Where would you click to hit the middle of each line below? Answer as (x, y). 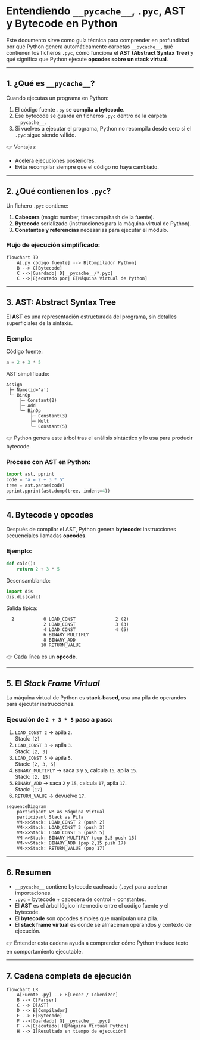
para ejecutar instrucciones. (41, 704)
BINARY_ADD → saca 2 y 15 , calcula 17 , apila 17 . (71, 783)
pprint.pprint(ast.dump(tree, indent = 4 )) (58, 491)
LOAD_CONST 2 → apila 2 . (43, 732)
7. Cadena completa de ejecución (69, 976)
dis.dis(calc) (24, 597)
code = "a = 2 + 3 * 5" (36, 480)
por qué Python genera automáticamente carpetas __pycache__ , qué (90, 47)
